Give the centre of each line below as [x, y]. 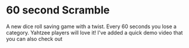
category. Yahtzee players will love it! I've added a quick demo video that [94, 32]
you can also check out [34, 39]
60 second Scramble [58, 10]
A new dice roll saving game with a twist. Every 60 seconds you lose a [91, 26]
